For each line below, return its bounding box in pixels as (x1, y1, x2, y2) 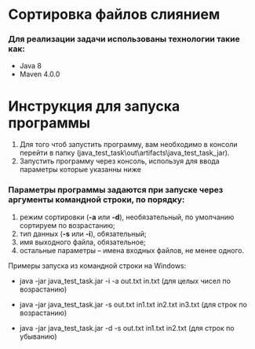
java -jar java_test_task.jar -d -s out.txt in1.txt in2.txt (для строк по (19, 323, 235, 332)
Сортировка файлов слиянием (8, 6, 220, 24)
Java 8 (19, 61, 42, 71)
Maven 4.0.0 (19, 69, 60, 79)
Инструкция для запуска (8, 97, 180, 115)
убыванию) (19, 332, 57, 341)
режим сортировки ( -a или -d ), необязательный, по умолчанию (19, 212, 235, 222)
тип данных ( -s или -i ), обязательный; (19, 229, 147, 238)
